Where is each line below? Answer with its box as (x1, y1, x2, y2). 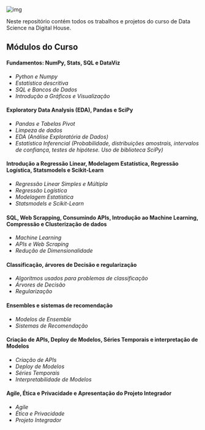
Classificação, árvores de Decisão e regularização (6, 261, 137, 268)
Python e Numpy (15, 72, 58, 80)
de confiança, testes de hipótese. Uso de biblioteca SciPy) (15, 146, 163, 153)
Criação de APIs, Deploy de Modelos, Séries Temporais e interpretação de (6, 336, 198, 344)
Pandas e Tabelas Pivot (15, 120, 75, 127)
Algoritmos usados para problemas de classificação (15, 275, 148, 282)
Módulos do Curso (6, 42, 78, 52)
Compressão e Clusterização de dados (6, 220, 107, 228)
